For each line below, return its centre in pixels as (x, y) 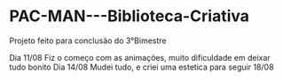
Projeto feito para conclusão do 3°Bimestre (88, 40)
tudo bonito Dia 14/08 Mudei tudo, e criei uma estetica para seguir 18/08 (141, 67)
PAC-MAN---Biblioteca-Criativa (130, 16)
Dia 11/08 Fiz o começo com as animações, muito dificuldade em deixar (140, 57)
